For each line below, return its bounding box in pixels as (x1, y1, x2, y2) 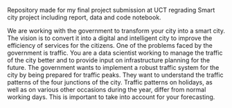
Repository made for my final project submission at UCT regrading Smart (7, 6, 215, 14)
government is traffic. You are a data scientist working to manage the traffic (7, 48, 223, 57)
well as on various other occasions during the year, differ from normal (7, 86, 206, 93)
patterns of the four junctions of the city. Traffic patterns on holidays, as (7, 78, 213, 86)
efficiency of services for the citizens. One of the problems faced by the (7, 42, 213, 49)
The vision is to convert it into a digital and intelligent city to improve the (7, 34, 213, 42)
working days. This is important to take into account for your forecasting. (7, 93, 215, 101)
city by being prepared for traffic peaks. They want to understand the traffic (7, 71, 224, 79)
